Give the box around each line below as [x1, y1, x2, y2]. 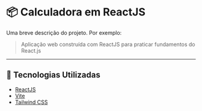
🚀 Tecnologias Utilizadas [6, 70, 100, 80]
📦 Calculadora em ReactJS [6, 5, 146, 19]
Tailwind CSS [14, 98, 48, 106]
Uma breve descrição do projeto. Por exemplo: [6, 29, 122, 36]
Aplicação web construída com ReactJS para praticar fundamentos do [20, 41, 195, 48]
